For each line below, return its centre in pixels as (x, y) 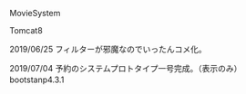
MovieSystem (35, 13)
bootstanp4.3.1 (37, 80)
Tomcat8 (26, 30)
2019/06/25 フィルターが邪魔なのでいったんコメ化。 (108, 49)
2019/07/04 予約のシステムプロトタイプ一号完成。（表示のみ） (126, 68)
